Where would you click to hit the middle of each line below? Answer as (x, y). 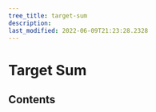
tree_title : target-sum (48, 16)
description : (30, 23)
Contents (32, 100)
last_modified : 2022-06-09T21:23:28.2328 (78, 30)
